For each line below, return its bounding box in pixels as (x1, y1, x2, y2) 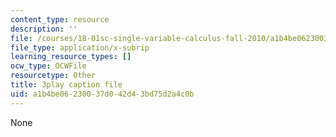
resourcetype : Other (10, 71, 97, 81)
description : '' (10, 24, 78, 34)
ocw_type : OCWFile (10, 61, 87, 71)
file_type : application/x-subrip (10, 42, 150, 53)
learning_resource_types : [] (10, 52, 132, 62)
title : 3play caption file (10, 80, 123, 90)
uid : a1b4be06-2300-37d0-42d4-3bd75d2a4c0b (10, 89, 195, 99)
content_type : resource (10, 14, 110, 25)
